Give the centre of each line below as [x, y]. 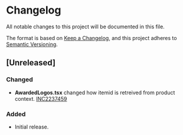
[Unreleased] [31, 63]
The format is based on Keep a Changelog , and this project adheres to [91, 38]
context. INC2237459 [41, 98]
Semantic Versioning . [32, 44]
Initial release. [32, 127]
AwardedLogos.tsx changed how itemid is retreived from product [95, 93]
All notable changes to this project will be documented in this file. [86, 27]
